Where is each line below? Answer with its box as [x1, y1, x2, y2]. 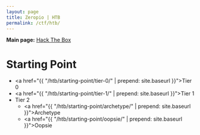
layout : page [6, 8, 39, 15]
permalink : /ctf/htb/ [6, 20, 61, 26]
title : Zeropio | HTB [6, 14, 61, 20]
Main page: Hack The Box [6, 37, 71, 44]
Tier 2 [14, 97, 30, 104]
